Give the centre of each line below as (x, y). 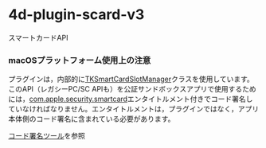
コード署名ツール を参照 (47, 136)
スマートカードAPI (38, 37)
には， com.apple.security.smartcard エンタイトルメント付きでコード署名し (131, 99)
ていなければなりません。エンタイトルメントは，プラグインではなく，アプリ (134, 109)
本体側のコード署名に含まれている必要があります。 (92, 119)
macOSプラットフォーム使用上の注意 (80, 60)
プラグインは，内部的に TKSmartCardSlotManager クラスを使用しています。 (131, 79)
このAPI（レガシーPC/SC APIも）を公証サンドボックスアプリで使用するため (132, 89)
